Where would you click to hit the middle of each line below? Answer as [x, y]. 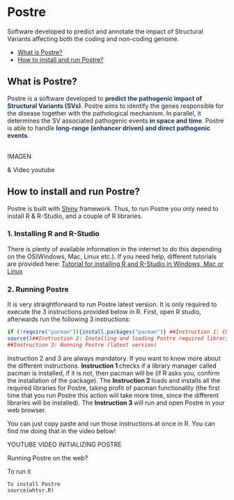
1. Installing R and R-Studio [53, 234]
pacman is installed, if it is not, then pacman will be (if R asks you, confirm [114, 373]
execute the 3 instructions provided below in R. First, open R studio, [104, 312]
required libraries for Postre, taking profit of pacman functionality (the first [114, 388]
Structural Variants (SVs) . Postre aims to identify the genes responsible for [116, 106]
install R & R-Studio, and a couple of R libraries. [75, 216]
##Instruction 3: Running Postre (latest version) [82, 345]
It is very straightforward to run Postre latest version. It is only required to [112, 304]
